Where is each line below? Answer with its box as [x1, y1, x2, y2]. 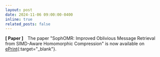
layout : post [5, 7, 33, 13]
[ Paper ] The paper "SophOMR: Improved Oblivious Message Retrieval [5, 35, 155, 41]
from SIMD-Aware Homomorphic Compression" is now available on [5, 41, 145, 47]
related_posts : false [5, 21, 51, 27]
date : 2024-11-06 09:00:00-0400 [5, 12, 73, 17]
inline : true [5, 17, 33, 22]
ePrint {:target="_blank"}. [5, 46, 57, 52]
